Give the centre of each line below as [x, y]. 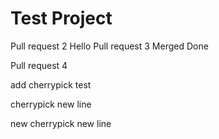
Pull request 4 [39, 65]
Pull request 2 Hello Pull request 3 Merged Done [109, 46]
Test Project [61, 18]
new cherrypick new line [61, 123]
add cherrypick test [51, 84]
